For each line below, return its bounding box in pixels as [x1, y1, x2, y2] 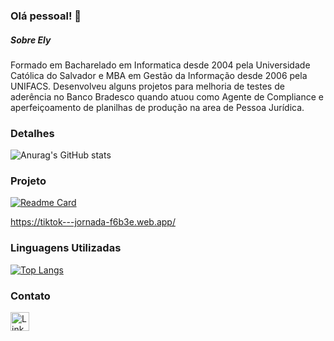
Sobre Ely [10, 34, 52, 46]
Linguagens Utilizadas [10, 241, 122, 255]
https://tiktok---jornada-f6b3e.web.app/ [10, 216, 176, 228]
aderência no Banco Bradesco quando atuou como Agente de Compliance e [10, 90, 324, 103]
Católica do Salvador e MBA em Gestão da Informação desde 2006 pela [10, 69, 308, 81]
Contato [10, 289, 51, 303]
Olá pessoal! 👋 [10, 9, 82, 23]
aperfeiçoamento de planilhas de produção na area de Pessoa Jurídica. [10, 101, 305, 113]
